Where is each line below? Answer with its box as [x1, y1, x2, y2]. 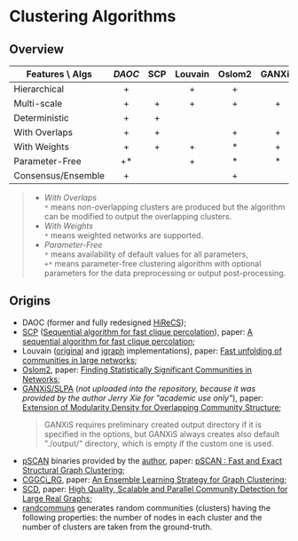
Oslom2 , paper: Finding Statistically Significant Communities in [21, 364, 253, 375]
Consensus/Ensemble [13, 170, 105, 181]
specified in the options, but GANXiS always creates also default [43, 428, 280, 439]
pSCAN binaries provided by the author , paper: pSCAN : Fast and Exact [21, 455, 282, 465]
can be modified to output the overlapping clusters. [43, 211, 232, 221]
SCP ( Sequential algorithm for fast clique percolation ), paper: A [21, 326, 253, 337]
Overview [9, 42, 65, 57]
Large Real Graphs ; [21, 493, 93, 504]
